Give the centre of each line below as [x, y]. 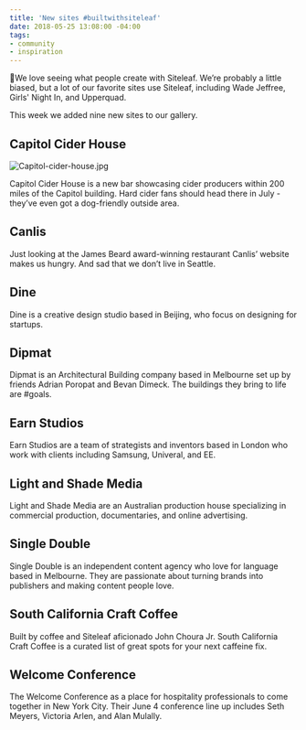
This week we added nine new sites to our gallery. [104, 115]
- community [32, 43]
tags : [20, 35]
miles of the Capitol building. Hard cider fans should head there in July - [145, 193]
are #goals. [31, 394]
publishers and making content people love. [92, 585]
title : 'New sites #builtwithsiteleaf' [85, 18]
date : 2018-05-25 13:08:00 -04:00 [75, 27]
